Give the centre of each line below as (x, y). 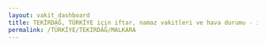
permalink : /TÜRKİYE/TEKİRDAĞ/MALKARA (72, 30)
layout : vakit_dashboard (49, 15)
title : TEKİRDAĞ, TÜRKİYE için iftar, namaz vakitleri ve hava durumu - (131, 23)
